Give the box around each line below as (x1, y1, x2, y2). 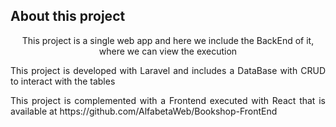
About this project (10, 8, 126, 25)
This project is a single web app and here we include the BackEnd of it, (21, 34, 315, 46)
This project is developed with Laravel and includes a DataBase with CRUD (10, 64, 326, 76)
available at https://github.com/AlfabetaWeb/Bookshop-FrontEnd (10, 105, 278, 117)
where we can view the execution (98, 45, 238, 57)
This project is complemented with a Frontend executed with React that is (10, 94, 326, 106)
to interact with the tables (10, 75, 116, 87)
